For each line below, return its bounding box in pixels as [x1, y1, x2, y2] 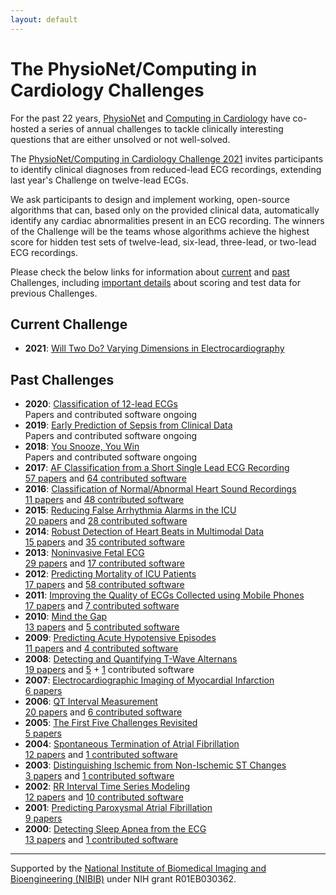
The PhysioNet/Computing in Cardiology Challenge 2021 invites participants [10, 152, 324, 165]
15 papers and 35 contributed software [24, 536, 185, 548]
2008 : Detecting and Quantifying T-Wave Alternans [24, 653, 238, 665]
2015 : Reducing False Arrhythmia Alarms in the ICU [24, 504, 237, 516]
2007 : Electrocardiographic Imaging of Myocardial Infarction [24, 674, 275, 686]
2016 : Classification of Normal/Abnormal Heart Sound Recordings [24, 483, 297, 495]
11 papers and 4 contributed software [24, 642, 179, 655]
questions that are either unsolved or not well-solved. [10, 133, 231, 145]
